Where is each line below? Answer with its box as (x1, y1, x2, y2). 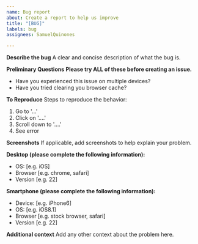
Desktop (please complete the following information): (6, 151, 145, 158)
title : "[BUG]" (6, 20, 45, 26)
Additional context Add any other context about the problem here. (6, 231, 174, 238)
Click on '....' (15, 114, 46, 122)
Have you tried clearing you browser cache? (15, 84, 127, 92)
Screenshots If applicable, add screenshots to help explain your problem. (6, 139, 192, 147)
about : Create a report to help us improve (6, 15, 119, 21)
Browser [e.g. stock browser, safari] (15, 212, 106, 220)
